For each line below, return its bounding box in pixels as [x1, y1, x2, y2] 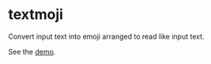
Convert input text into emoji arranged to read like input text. [8, 32, 205, 41]
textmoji [8, 6, 63, 24]
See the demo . [8, 47, 56, 56]
